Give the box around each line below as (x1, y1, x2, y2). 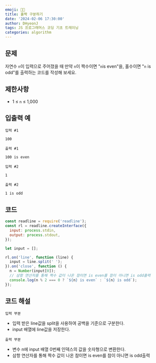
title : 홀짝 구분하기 (5, 12, 43, 17)
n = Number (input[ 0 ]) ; (9, 268, 56, 274)
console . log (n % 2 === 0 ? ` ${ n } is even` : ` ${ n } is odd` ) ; (9, 278, 137, 283)
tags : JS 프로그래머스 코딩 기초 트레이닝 (5, 26, 79, 30)
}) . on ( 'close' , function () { (5, 264, 67, 269)
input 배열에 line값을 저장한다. (12, 327, 70, 333)
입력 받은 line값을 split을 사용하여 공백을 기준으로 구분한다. (12, 320, 125, 326)
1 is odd (5, 191, 23, 196)
